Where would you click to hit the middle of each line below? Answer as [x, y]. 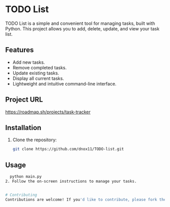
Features [19, 50]
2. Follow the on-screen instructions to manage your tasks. [71, 181]
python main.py [26, 177]
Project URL [24, 100]
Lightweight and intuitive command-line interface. [65, 84]
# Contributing [21, 195]
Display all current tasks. [38, 78]
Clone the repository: [35, 140]
